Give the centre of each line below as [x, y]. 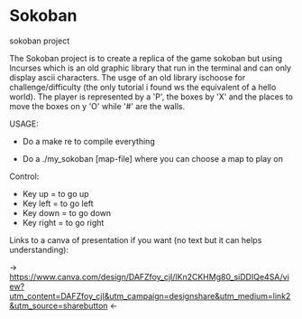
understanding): [39, 249]
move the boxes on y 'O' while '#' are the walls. [97, 106]
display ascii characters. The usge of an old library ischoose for [128, 77]
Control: [24, 176]
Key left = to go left [58, 203]
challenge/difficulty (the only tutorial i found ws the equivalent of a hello [143, 87]
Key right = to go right [63, 222]
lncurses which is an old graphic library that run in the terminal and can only [150, 68]
